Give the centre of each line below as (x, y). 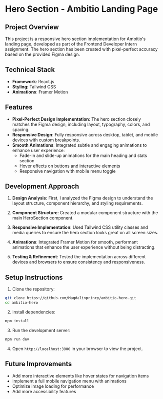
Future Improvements (39, 364)
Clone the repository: (33, 289)
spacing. (21, 129)
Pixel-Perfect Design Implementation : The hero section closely (76, 119)
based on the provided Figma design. (43, 54)
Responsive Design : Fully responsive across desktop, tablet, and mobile (85, 134)
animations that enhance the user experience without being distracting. (84, 247)
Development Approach (42, 187)
